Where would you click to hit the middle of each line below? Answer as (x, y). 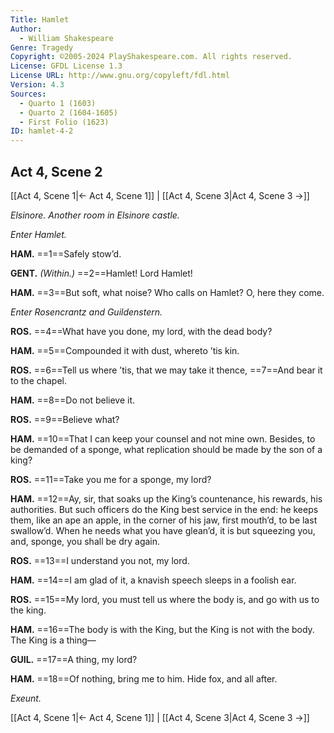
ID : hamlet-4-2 (42, 131)
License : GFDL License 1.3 (66, 66)
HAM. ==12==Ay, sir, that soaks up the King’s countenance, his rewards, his (166, 498)
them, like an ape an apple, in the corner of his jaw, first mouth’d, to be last (164, 520)
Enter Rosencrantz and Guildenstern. (86, 312)
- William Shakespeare (66, 38)
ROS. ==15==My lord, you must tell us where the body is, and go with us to (165, 599)
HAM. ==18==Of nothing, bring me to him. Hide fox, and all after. (144, 678)
